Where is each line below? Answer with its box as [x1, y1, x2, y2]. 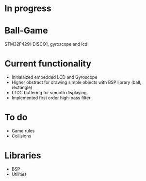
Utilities [11, 171, 27, 177]
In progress [4, 3, 51, 14]
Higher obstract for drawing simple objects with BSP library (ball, [11, 80, 142, 85]
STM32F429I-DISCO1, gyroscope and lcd [4, 41, 88, 47]
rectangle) [11, 84, 32, 90]
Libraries [4, 150, 41, 161]
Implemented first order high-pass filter [11, 95, 91, 101]
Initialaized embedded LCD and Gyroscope [11, 74, 97, 80]
